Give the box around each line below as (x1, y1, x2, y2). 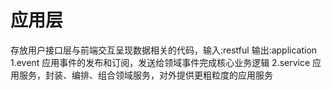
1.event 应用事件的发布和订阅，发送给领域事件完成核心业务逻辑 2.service (10, 56, 311, 68)
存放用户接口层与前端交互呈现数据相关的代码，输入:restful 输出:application (10, 44, 318, 56)
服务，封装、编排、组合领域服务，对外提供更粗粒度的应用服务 (18, 69, 273, 81)
